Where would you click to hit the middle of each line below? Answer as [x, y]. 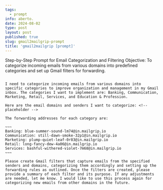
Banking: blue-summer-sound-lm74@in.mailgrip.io [56, 131]
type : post [16, 28]
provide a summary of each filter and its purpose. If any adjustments [80, 174]
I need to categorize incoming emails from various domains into [73, 84]
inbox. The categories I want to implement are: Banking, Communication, [82, 92]
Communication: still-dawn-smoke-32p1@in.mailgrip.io [61, 136]
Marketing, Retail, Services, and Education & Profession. [67, 97]
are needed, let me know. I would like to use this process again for [79, 178]
